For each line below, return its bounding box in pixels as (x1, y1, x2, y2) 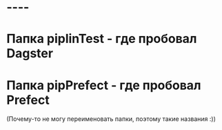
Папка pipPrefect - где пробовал (6, 77, 201, 93)
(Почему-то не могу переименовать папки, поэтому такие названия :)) (6, 115, 216, 123)
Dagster (6, 46, 53, 62)
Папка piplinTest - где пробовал (6, 31, 197, 47)
